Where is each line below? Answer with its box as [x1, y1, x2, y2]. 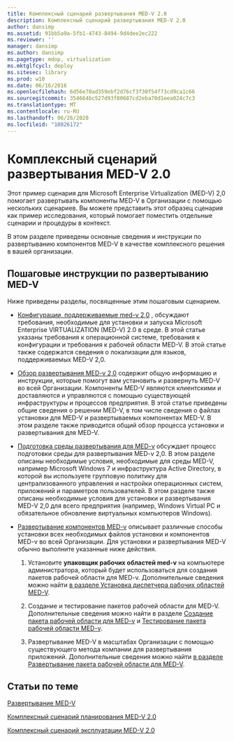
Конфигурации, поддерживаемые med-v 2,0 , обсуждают [17, 311, 190, 319]
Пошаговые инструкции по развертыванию [7, 268, 209, 279]
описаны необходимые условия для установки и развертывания [17, 494, 211, 503]
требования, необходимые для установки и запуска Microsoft [17, 318, 203, 326]
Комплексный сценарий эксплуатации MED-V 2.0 [7, 726, 155, 735]
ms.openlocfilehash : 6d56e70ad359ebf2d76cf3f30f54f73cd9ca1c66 [7, 88, 196, 95]
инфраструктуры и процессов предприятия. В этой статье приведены [17, 399, 227, 407]
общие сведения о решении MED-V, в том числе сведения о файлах [17, 406, 221, 415]
